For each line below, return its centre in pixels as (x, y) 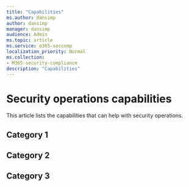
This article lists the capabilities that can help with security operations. (95, 116)
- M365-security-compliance (42, 63)
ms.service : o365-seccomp (39, 46)
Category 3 (28, 176)
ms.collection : (26, 57)
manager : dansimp (28, 29)
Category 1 (27, 135)
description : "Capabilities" (43, 69)
